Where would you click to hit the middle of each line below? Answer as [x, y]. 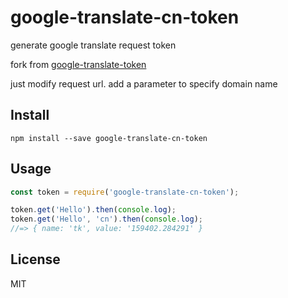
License [35, 259]
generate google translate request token [93, 45]
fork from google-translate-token [78, 64]
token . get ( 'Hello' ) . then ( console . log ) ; [93, 210]
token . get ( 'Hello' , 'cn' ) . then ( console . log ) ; [107, 219]
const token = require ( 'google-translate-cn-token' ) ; [125, 192]
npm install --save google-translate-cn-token [109, 138]
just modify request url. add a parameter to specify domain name [144, 83]
